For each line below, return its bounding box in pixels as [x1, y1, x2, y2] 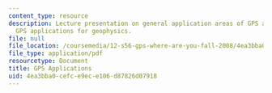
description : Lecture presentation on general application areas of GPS [8, 19, 259, 27]
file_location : [8, 42, 60, 50]
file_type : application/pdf [8, 49, 104, 57]
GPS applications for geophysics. [15, 27, 132, 35]
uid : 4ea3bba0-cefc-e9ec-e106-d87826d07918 [8, 72, 158, 80]
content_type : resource [8, 11, 89, 20]
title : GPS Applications [8, 65, 92, 73]
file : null [8, 34, 45, 43]
